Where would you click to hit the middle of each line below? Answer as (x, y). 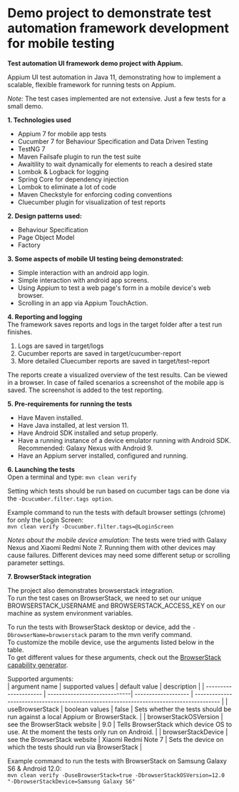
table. (16, 650)
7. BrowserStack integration (49, 576)
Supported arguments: (40, 678)
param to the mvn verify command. (141, 634)
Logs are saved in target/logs (61, 346)
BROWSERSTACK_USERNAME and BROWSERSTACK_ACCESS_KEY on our (117, 606)
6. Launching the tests (41, 469)
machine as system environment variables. (70, 613)
